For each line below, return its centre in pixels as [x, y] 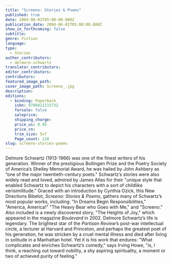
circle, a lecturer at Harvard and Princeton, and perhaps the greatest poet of [86, 229]
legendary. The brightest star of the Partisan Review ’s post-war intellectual [84, 224]
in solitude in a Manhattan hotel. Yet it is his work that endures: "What [79, 240]
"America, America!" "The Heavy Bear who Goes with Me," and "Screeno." [84, 207]
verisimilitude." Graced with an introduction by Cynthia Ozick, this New [80, 191]
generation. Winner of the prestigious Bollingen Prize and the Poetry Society [86, 164]
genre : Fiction [22, 39]
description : [19, 91]
